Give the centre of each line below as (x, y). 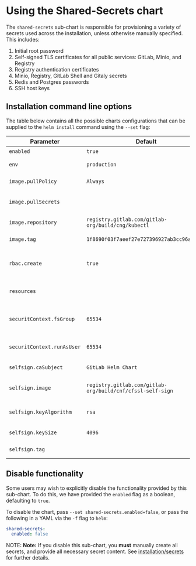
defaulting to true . (28, 500)
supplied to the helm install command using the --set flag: (78, 127)
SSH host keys (32, 88)
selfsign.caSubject (36, 367)
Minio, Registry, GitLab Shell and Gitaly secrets (71, 76)
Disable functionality (45, 474)
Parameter (45, 141)
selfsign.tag (27, 449)
